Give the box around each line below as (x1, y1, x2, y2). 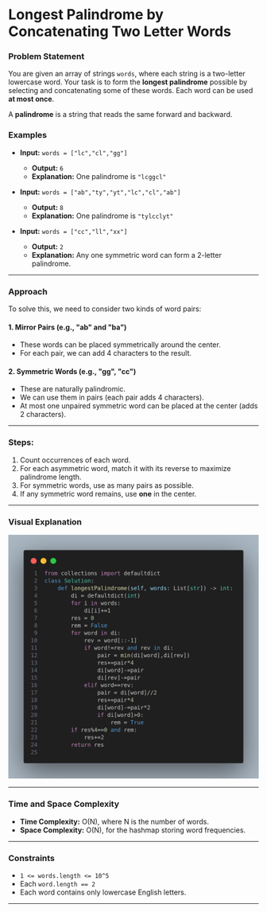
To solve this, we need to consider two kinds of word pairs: (8, 304, 202, 314)
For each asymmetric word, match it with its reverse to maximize (19, 463, 232, 473)
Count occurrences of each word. (19, 455, 131, 465)
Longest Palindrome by (8, 6, 164, 24)
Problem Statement (8, 51, 85, 62)
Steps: (8, 437, 34, 448)
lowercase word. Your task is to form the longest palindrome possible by (8, 77, 248, 87)
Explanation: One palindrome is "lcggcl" (31, 171, 167, 181)
